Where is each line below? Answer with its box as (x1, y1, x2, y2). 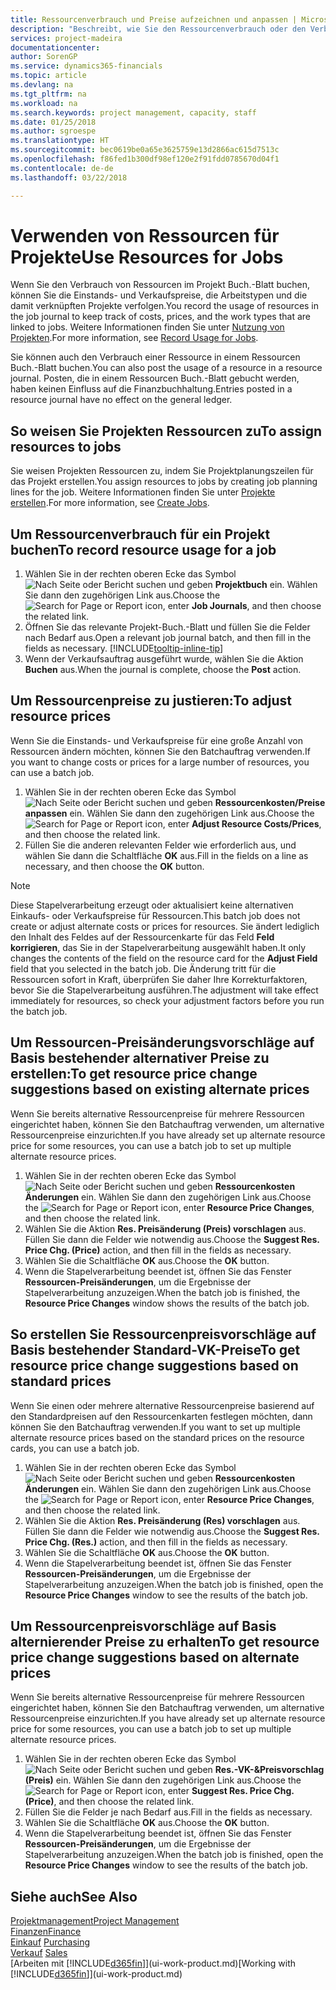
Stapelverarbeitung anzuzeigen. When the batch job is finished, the (24, 1286, 301, 1298)
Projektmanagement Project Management (10, 1915, 180, 1927)
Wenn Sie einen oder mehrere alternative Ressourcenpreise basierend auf (10, 1399, 315, 1411)
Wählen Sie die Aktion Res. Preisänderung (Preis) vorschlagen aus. (24, 1222, 307, 1235)
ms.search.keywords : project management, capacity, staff (10, 107, 257, 118)
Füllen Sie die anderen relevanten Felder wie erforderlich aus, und (24, 839, 297, 851)
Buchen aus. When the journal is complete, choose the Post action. (24, 664, 302, 676)
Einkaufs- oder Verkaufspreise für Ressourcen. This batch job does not (10, 909, 301, 921)
